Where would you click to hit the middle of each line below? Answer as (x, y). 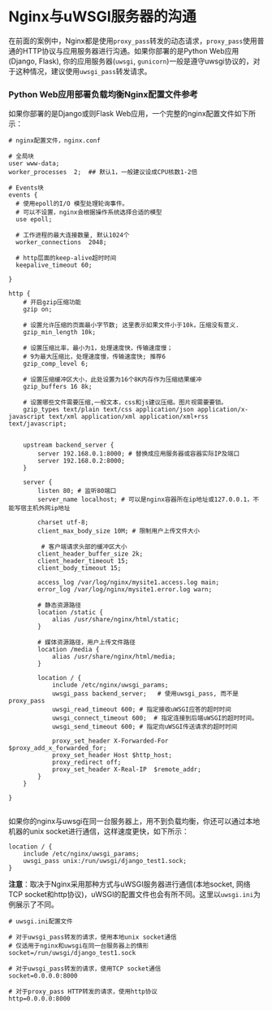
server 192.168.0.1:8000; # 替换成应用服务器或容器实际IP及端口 (139, 454)
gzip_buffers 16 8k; (58, 387)
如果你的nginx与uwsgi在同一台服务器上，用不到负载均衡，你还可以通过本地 (134, 821)
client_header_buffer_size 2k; (91, 554)
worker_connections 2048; (61, 242)
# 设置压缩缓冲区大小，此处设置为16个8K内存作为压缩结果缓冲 (112, 380)
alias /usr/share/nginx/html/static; (116, 620)
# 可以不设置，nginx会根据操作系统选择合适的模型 (89, 212)
